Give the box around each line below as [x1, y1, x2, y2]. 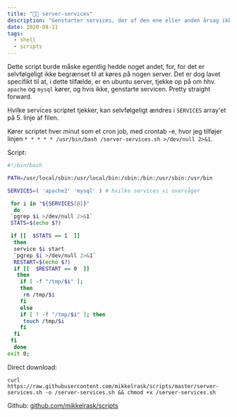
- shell [13, 37, 37, 44]
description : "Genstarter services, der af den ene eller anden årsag [7, 17, 219, 24]
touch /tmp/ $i [23, 318, 65, 325]
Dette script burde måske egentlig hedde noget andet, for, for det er [7, 63, 205, 70]
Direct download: [7, 363, 58, 371]
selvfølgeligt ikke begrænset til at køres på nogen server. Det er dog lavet [7, 70, 221, 78]
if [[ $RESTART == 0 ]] [13, 265, 90, 272]
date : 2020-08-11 [7, 23, 59, 30]
